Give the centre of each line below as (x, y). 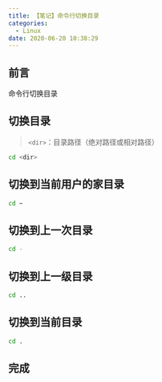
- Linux (28, 30)
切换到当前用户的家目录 (66, 184)
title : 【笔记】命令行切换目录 (54, 16)
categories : (28, 23)
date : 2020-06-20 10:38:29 (53, 38)
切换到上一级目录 (51, 276)
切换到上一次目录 (51, 230)
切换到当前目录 (45, 322)
